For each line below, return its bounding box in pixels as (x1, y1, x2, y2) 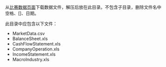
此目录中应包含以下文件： (5, 21, 57, 26)
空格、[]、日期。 (5, 10, 39, 16)
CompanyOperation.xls (12, 46, 59, 52)
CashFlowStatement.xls (12, 41, 61, 46)
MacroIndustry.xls (12, 57, 50, 62)
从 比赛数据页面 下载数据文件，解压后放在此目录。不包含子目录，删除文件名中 (5, 4, 162, 10)
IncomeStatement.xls (12, 51, 56, 57)
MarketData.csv (12, 31, 45, 36)
